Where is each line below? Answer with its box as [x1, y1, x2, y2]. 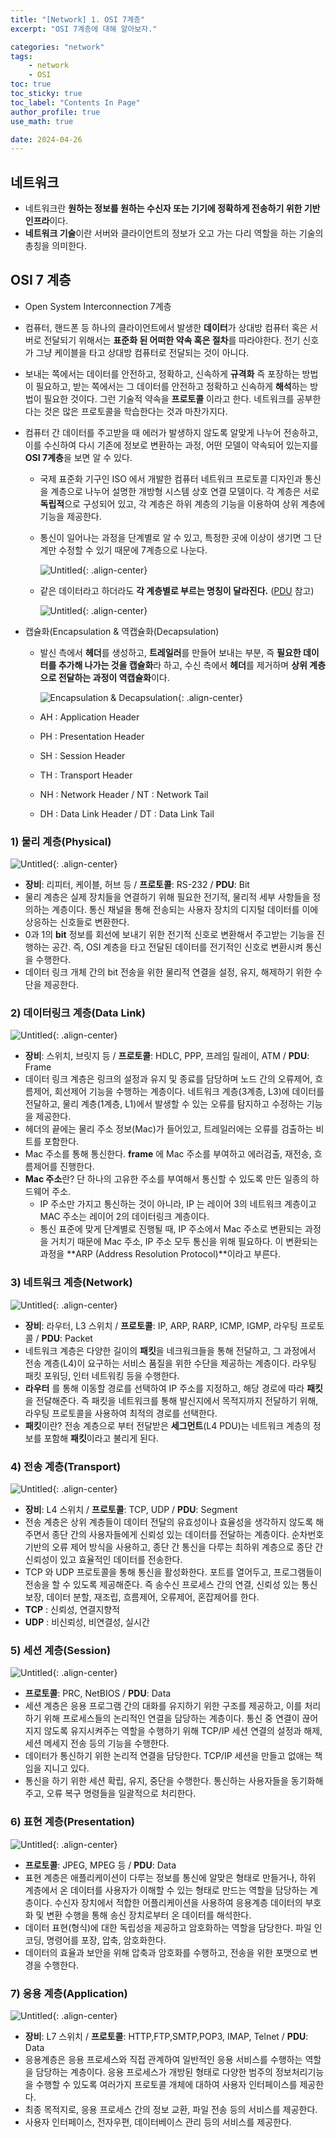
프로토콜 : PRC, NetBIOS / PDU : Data [24, 1687, 172, 1700]
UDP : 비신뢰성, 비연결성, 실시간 [24, 1616, 150, 1628]
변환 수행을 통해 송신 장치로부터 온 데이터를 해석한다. [46, 1909, 252, 1921]
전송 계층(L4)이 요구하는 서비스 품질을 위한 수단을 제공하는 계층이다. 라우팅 [24, 1357, 317, 1369]
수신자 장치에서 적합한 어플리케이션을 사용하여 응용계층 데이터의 [54, 1896, 303, 1908]
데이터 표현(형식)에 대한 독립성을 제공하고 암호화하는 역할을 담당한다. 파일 [24, 1921, 312, 1933]
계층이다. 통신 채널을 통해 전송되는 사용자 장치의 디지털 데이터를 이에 [51, 904, 319, 916]
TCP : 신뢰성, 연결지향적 [24, 1604, 121, 1616]
